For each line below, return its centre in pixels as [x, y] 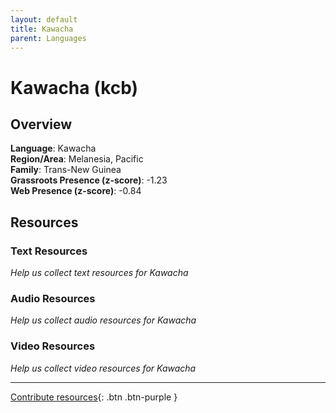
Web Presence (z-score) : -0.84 [76, 191]
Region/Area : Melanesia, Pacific [77, 159]
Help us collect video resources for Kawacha [103, 368]
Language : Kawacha [53, 148]
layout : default [44, 19]
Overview [41, 124]
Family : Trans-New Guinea [66, 170]
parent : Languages [48, 38]
